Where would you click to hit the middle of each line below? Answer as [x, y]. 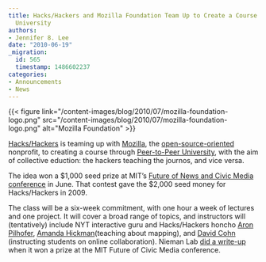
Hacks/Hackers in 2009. [48, 193]
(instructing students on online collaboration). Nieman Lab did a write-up [127, 241]
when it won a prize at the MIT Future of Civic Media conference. [114, 250]
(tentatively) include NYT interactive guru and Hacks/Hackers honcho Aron [131, 225]
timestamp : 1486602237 [53, 67]
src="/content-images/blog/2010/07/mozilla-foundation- [135, 120]
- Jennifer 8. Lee [39, 38]
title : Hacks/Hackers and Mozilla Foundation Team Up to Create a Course [133, 15]
